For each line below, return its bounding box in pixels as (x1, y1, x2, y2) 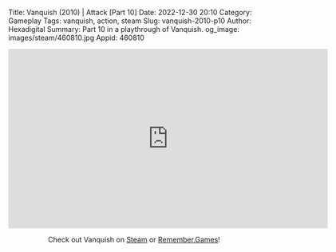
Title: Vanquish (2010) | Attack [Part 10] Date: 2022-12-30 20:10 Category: (8, 8, 252, 17)
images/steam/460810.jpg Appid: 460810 (8, 33, 145, 42)
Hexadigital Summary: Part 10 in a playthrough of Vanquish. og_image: (8, 25, 239, 33)
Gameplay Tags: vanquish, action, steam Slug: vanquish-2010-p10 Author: (8, 16, 251, 26)
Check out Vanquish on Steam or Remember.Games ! (47, 235, 221, 244)
